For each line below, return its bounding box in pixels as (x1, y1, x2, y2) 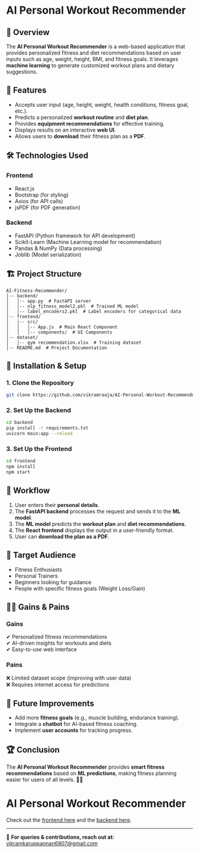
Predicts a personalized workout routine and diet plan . (14, 113, 150, 121)
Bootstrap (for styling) (14, 191, 69, 198)
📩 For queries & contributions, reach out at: (6, 833, 114, 841)
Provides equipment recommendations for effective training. (14, 120, 165, 127)
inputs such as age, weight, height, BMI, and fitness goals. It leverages (6, 56, 179, 62)
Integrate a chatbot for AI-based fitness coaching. (14, 721, 138, 728)
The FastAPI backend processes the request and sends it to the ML (14, 508, 181, 515)
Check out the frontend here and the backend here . (6, 817, 132, 824)
